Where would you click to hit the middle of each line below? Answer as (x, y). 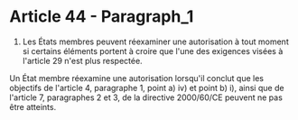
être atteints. (33, 106)
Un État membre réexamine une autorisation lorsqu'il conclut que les (137, 78)
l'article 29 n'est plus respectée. (82, 60)
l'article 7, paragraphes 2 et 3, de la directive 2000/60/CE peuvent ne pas (146, 97)
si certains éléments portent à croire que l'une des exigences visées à (153, 51)
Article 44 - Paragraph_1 (102, 17)
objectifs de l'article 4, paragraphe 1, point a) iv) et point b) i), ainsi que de (147, 88)
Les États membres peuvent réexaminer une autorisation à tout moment (155, 42)
